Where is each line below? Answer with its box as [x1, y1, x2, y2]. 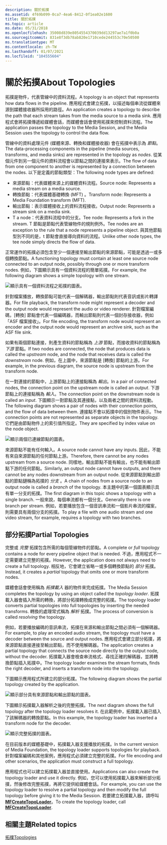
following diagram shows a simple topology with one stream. [5, 273, 130, 279]
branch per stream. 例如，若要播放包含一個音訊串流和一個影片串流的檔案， [5, 503, 160, 509]
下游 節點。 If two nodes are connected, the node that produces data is [5, 346, 151, 352]
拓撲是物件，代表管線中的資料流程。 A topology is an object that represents [5, 94, 160, 100]
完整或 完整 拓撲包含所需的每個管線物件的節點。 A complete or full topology [5, 544, 160, 551]
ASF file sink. [5, 330, 32, 336]
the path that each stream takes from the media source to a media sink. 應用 [5, 113, 162, 119]
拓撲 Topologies [5, 834, 37, 840]
